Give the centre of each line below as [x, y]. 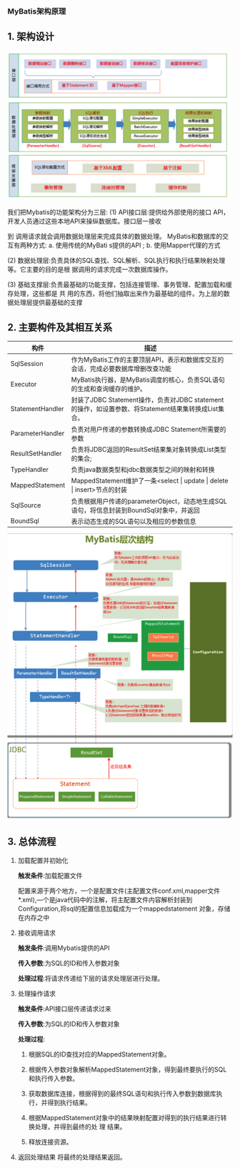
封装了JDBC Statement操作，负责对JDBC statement [147, 400]
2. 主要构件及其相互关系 [60, 327]
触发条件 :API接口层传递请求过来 [65, 1009]
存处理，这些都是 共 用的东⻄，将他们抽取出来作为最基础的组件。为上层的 [115, 294]
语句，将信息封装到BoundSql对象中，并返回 [135, 510]
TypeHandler [29, 469]
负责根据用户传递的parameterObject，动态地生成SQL [149, 501]
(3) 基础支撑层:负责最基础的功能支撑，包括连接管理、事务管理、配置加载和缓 [120, 284]
